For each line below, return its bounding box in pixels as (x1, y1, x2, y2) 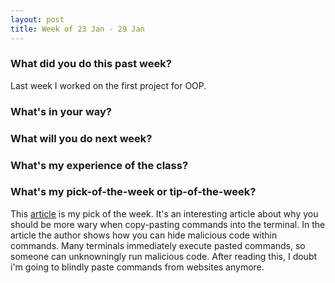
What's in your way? (10, 104, 112, 118)
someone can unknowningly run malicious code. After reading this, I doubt (10, 250, 318, 262)
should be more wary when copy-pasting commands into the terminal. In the (10, 218, 326, 230)
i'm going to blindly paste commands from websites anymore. (10, 261, 265, 273)
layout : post (10, 14, 65, 25)
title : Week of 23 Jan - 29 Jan (10, 24, 145, 34)
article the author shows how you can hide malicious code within (10, 229, 278, 241)
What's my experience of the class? (10, 158, 189, 172)
